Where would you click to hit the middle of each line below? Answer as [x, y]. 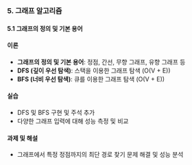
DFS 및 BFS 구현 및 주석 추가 [56, 112]
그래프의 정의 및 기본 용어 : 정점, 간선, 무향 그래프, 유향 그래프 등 [101, 62]
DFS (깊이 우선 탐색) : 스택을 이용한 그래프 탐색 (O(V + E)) [94, 71]
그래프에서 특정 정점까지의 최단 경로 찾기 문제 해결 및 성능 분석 [100, 155]
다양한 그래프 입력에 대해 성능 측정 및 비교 [73, 120]
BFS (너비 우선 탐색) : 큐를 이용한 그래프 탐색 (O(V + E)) [91, 79]
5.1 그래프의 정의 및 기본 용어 [45, 28]
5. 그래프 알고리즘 [35, 10]
